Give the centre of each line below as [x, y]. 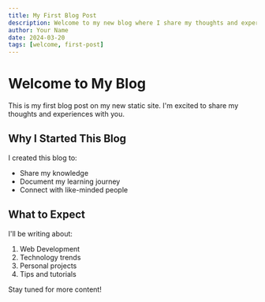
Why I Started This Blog [67, 139]
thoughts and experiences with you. [66, 114]
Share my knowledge [54, 173]
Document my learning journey [70, 181]
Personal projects [48, 266]
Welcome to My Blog [77, 84]
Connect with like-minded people [74, 189]
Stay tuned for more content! [55, 289]
